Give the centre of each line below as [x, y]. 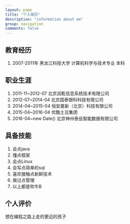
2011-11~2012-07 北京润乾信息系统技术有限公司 [61, 93]
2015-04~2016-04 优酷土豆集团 [45, 112]
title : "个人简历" [23, 15]
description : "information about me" [44, 19]
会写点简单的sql [29, 167]
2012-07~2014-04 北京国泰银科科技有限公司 [58, 99]
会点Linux [22, 161]
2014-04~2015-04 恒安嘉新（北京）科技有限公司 [63, 106]
